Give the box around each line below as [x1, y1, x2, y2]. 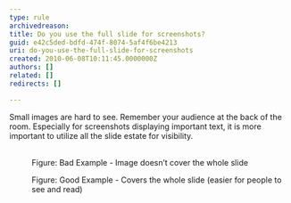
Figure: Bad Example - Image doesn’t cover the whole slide [31, 157, 248, 167]
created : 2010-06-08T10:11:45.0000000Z [9, 54, 158, 63]
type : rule [9, 12, 50, 22]
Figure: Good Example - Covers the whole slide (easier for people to [31, 175, 282, 185]
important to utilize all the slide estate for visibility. [9, 130, 194, 141]
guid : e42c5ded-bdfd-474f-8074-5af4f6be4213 [9, 37, 178, 47]
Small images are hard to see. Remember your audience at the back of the [9, 111, 283, 122]
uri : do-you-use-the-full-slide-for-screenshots [9, 46, 194, 55]
